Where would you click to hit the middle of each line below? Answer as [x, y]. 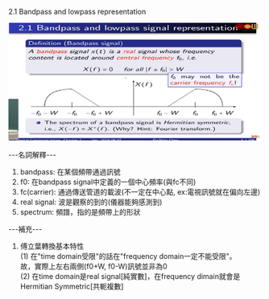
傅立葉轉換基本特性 [52, 246]
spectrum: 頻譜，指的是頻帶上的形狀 [80, 211]
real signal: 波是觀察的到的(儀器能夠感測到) [91, 202]
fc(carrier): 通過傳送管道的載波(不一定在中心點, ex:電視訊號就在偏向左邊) [140, 191]
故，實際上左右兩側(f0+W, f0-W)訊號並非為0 [93, 266]
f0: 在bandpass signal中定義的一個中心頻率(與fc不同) [108, 182]
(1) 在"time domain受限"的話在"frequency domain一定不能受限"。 [128, 256]
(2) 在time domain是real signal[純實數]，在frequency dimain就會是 [130, 276]
